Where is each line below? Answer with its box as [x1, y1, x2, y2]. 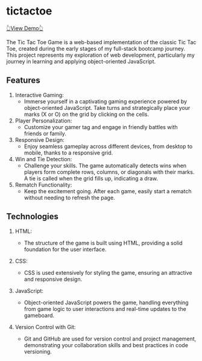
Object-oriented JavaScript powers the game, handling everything [24, 299, 189, 306]
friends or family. [24, 130, 66, 137]
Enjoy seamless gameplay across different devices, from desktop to [24, 142, 193, 150]
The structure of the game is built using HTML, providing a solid [24, 239, 183, 246]
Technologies [6, 211, 59, 222]
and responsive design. [24, 275, 83, 283]
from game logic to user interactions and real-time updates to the [24, 305, 187, 312]
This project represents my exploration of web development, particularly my [6, 51, 195, 59]
